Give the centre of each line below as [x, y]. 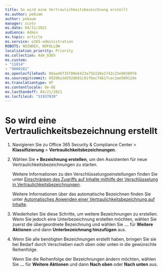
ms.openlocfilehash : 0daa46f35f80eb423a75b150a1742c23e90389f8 [71, 74]
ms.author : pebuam [24, 14]
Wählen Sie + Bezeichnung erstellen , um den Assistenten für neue [80, 160]
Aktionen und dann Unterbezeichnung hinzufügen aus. [69, 230]
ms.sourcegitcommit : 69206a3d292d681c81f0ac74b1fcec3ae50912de [71, 78]
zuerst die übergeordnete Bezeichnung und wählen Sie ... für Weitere [82, 224]
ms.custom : [16, 60]
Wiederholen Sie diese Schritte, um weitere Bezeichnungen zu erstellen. [85, 214]
